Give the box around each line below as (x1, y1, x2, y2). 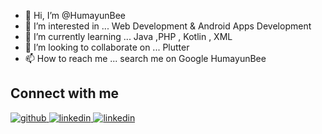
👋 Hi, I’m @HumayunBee (24, 10, 127, 21)
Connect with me (10, 85, 120, 102)
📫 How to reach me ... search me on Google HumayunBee (24, 53, 267, 64)
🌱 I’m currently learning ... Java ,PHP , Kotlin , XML (24, 31, 233, 42)
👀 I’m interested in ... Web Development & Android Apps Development (24, 20, 312, 32)
